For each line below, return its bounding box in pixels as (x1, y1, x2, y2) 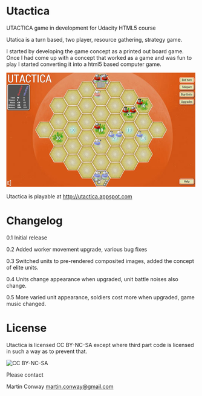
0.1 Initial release (6, 234, 47, 241)
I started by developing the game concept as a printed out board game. (6, 47, 184, 55)
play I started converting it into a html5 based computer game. (6, 60, 161, 68)
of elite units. (6, 264, 39, 271)
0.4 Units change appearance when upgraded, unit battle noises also (6, 275, 178, 282)
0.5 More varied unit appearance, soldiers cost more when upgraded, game (6, 293, 195, 300)
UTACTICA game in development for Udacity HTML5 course (6, 24, 156, 31)
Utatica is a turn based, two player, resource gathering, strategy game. (6, 36, 183, 43)
